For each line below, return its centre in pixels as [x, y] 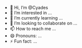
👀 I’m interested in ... [31, 13]
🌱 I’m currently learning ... [36, 18]
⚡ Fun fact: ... [23, 41]
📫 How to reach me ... [33, 29]
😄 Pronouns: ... [26, 36]
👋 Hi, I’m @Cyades [29, 8]
